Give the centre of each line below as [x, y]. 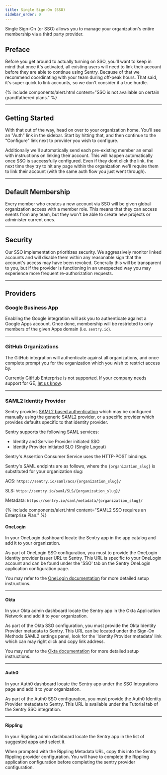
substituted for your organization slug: [44, 471]
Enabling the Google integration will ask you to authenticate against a [76, 318]
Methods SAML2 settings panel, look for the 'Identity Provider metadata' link [83, 636]
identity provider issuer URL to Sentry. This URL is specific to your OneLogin [83, 558]
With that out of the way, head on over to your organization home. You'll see [83, 130]
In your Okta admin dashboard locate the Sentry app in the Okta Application [83, 611]
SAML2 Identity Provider [36, 401]
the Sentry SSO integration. [33, 709]
